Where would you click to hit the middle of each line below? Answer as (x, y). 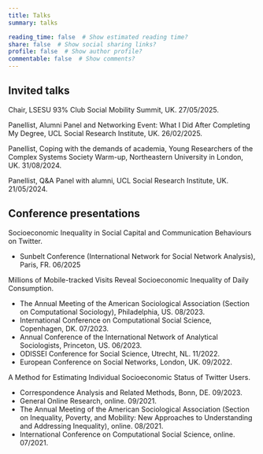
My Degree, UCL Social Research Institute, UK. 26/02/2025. (106, 133)
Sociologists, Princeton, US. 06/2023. (81, 345)
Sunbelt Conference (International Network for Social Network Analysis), (137, 256)
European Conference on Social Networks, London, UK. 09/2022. (126, 362)
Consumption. (31, 288)
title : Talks (30, 15)
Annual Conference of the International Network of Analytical (119, 337)
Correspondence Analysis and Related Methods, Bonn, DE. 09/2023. (131, 392)
